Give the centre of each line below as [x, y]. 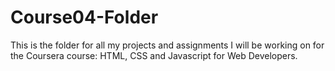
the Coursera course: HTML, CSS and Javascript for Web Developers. [154, 55]
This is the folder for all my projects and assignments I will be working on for [167, 45]
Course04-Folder [84, 17]
